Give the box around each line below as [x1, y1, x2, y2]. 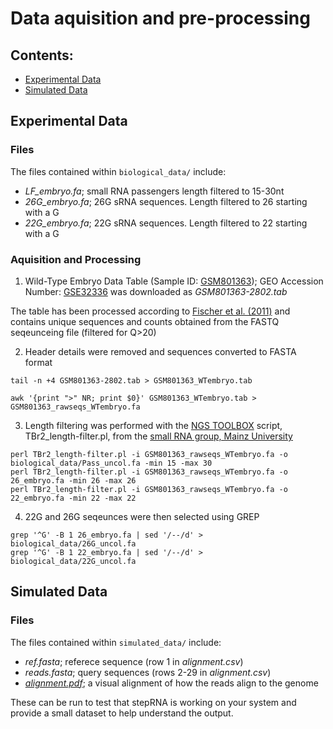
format [24, 356, 53, 368]
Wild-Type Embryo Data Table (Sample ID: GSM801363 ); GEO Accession [24, 275, 324, 287]
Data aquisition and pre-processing [10, 7, 311, 30]
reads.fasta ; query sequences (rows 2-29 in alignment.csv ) [24, 666, 272, 678]
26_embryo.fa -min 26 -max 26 [10, 475, 137, 486]
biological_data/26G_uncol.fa [10, 538, 137, 549]
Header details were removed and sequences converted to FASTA [24, 345, 297, 357]
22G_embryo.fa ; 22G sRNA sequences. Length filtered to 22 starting [24, 217, 308, 229]
